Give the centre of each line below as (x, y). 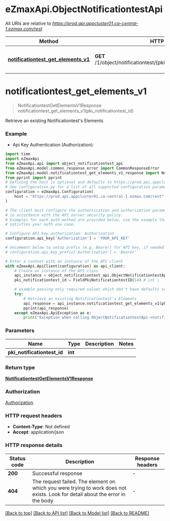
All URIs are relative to (28, 23)
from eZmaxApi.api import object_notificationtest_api (64, 163)
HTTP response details (34, 445)
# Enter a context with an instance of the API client (64, 261)
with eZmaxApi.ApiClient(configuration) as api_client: (65, 266)
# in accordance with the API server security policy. (64, 215)
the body (43, 500)
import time (18, 154)
